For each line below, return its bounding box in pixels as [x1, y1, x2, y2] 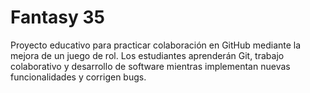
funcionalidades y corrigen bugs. [10, 71, 147, 83]
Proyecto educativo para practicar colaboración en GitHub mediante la [10, 39, 302, 51]
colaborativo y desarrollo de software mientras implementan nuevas [10, 60, 291, 72]
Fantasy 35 [10, 6, 105, 29]
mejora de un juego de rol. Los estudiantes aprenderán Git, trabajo [10, 49, 285, 61]
